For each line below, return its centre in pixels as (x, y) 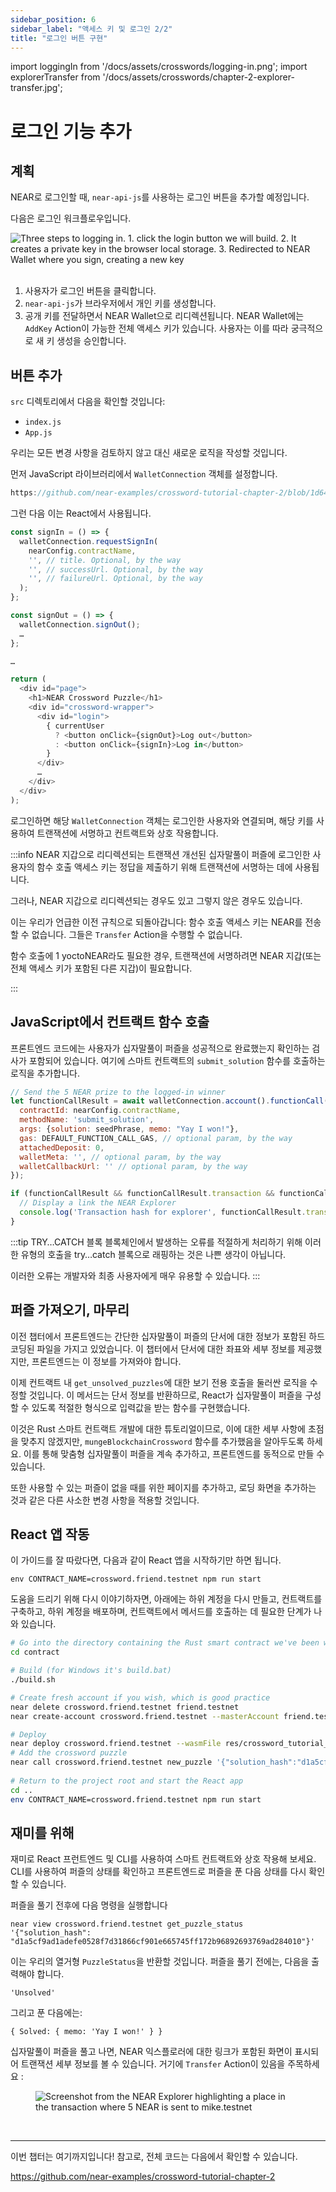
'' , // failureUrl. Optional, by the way (115, 579)
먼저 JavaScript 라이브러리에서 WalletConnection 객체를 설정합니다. (144, 474)
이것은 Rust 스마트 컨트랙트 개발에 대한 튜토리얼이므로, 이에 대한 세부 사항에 (158, 1428)
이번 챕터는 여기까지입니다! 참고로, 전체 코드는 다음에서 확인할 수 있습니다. (154, 2157)
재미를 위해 (42, 1832)
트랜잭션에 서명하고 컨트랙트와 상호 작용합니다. (127, 833)
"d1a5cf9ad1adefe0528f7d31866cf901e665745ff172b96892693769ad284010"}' (162, 1942)
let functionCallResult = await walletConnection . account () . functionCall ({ (171, 1101)
